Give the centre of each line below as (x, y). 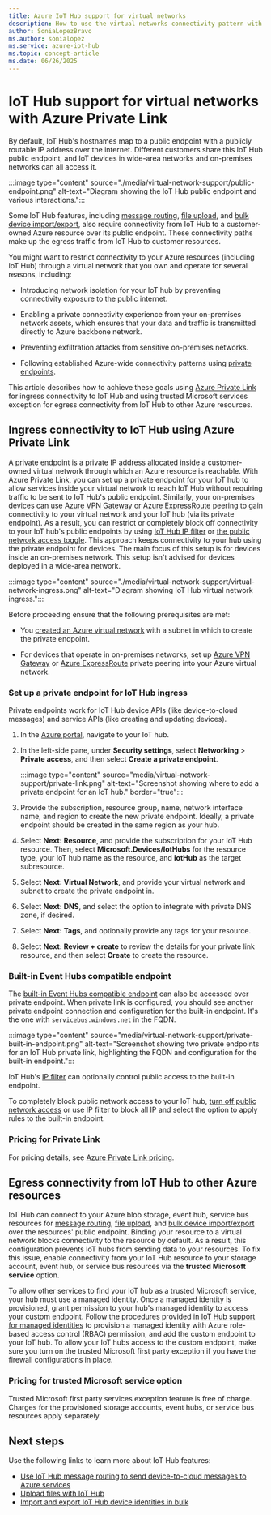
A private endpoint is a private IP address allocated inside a (107, 462)
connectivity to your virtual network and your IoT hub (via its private (121, 514)
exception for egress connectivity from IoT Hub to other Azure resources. (131, 404)
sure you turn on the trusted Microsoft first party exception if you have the (132, 1351)
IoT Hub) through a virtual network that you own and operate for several (128, 265)
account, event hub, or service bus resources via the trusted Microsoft (127, 1267)
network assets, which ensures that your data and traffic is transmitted (138, 323)
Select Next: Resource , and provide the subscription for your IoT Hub (136, 840)
